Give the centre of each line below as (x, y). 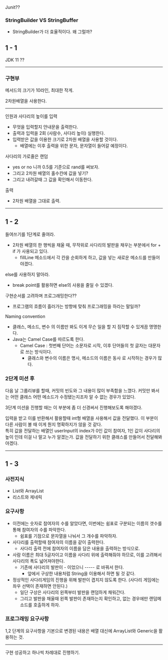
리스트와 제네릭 (27, 497)
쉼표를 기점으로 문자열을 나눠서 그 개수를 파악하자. (68, 536)
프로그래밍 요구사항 (27, 619)
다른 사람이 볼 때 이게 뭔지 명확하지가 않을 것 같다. (54, 424)
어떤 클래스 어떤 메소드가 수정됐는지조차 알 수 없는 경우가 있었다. (73, 397)
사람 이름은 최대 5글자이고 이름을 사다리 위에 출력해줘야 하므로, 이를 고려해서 (87, 555)
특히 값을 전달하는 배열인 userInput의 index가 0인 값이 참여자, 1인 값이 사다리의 (83, 430)
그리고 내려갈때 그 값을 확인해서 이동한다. (52, 179)
